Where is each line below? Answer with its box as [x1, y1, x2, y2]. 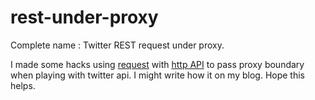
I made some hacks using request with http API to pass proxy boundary [10, 58, 305, 70]
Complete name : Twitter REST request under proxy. [10, 39, 225, 51]
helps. [10, 79, 36, 91]
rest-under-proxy [10, 6, 159, 29]
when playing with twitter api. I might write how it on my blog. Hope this [10, 69, 305, 81]
